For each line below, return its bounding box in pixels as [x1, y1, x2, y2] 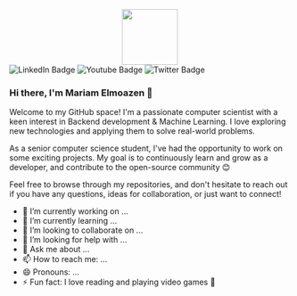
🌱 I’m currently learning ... [21, 216, 118, 226]
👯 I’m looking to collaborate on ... [21, 225, 144, 235]
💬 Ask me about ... [21, 244, 90, 255]
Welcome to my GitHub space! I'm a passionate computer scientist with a [9, 107, 278, 118]
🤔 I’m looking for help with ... [21, 234, 128, 245]
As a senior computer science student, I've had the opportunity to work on [9, 143, 284, 154]
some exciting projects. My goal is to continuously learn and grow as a [9, 152, 268, 163]
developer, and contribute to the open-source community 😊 [9, 162, 231, 173]
